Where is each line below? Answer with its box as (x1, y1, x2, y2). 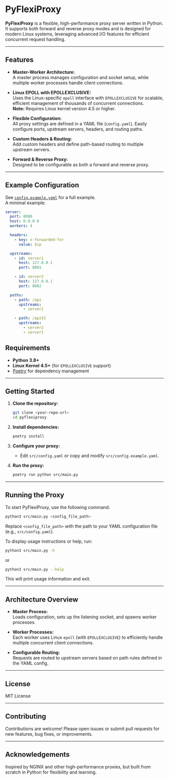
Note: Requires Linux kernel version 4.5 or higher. (12, 105, 116, 111)
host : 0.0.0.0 (10, 219, 39, 224)
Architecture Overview (5, 595, 78, 604)
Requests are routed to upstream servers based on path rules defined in (12, 655, 162, 661)
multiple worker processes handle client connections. (12, 80, 124, 86)
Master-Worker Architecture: (12, 69, 75, 75)
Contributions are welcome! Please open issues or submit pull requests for (5, 726, 160, 732)
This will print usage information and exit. (5, 576, 91, 582)
